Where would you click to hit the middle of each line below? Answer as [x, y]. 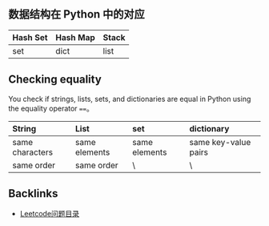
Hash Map [76, 37]
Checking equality [55, 80]
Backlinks [33, 194]
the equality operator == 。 [51, 108]
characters [33, 152]
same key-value [220, 142]
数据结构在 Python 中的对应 [77, 14]
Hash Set [30, 37]
